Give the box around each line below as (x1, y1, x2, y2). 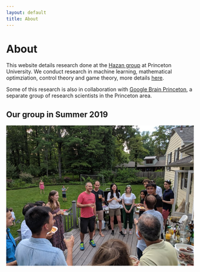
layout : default (6, 10, 46, 15)
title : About (6, 15, 39, 22)
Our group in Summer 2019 (6, 109, 108, 119)
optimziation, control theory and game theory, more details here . (6, 74, 164, 81)
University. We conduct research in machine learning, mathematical (6, 68, 173, 75)
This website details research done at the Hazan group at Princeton (6, 62, 171, 69)
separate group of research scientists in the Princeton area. (6, 92, 152, 99)
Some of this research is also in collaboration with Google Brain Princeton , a (6, 86, 192, 93)
